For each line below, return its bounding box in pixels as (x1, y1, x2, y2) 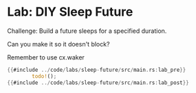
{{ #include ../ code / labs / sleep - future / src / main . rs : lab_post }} (7, 79, 189, 86)
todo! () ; (32, 72, 57, 79)
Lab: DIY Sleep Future (7, 4, 133, 20)
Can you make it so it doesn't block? (7, 40, 110, 48)
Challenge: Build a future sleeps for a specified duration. (7, 27, 167, 35)
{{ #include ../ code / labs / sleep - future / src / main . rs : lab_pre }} (7, 66, 186, 73)
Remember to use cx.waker (7, 53, 85, 62)
